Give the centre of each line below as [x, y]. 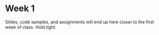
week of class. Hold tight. [31, 27]
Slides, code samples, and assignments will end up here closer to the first [79, 22]
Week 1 [20, 9]
